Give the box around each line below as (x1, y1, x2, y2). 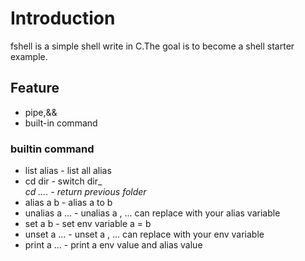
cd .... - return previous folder (24, 186, 147, 198)
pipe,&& (24, 106, 58, 118)
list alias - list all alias (24, 165, 112, 177)
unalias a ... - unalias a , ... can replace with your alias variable (24, 207, 281, 219)
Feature (10, 80, 60, 97)
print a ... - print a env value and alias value (24, 239, 203, 251)
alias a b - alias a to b (24, 197, 113, 209)
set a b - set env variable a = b (24, 218, 152, 230)
